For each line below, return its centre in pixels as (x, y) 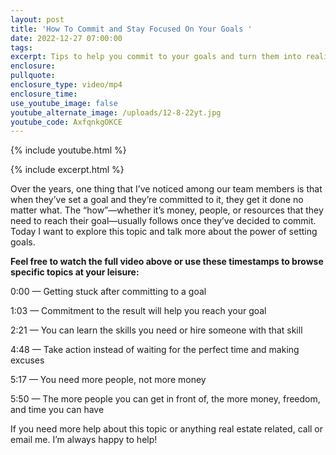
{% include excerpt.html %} (67, 170)
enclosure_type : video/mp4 (66, 85)
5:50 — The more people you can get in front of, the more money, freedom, (165, 399)
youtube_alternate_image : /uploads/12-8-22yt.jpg (116, 112)
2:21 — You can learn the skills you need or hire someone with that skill (156, 330)
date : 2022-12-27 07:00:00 (66, 38)
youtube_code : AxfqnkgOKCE (66, 122)
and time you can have (57, 410)
